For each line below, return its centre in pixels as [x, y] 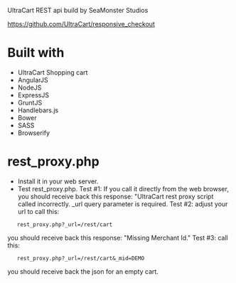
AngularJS [33, 80]
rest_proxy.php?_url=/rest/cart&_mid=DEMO [80, 258]
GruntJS [30, 102]
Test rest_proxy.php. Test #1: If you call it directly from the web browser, [123, 188]
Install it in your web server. [58, 181]
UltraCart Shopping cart [53, 72]
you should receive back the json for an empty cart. [83, 271]
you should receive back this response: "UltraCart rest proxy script [116, 196]
